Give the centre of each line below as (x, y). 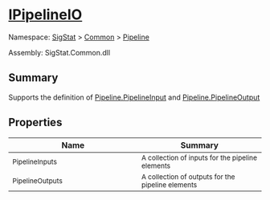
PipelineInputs (35, 161)
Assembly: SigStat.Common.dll (59, 52)
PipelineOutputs (37, 181)
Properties (35, 122)
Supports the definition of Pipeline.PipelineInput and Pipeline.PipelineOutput (134, 97)
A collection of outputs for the (188, 177)
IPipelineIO (45, 15)
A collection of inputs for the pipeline (199, 157)
